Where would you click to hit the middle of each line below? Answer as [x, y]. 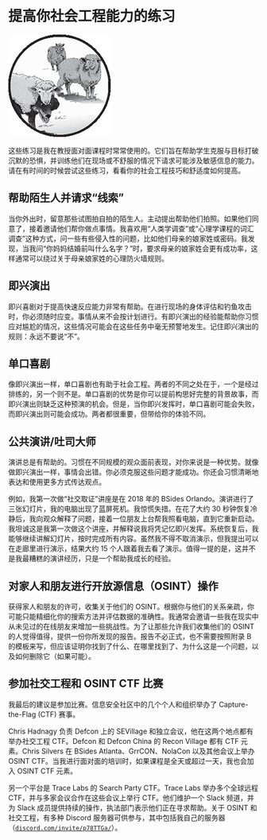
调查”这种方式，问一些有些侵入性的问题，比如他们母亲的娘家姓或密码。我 [128, 238]
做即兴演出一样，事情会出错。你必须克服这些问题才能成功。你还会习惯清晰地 [133, 472]
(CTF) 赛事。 [59, 714]
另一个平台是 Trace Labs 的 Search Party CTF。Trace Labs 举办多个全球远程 [133, 788]
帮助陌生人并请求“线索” [66, 198]
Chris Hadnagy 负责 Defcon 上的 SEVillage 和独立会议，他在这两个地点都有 [131, 731]
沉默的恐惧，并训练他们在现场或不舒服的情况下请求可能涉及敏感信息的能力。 [133, 161]
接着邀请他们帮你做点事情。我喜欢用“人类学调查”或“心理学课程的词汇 [141, 228]
